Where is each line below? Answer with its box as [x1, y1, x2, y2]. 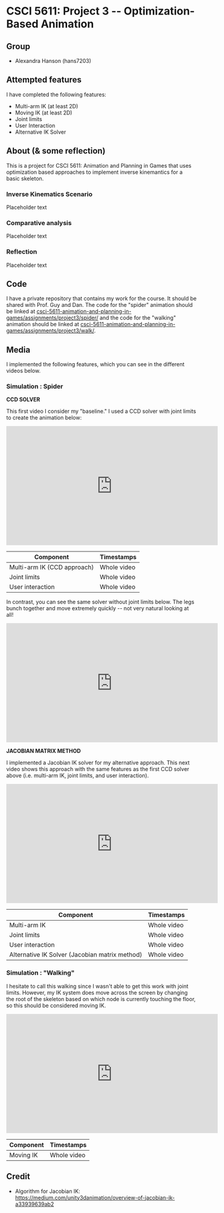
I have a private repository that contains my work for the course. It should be [6, 295, 197, 302]
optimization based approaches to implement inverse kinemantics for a [6, 168, 183, 176]
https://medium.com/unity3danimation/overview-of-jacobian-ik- [14, 1194, 175, 1201]
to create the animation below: [6, 414, 82, 421]
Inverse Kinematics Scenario [6, 189, 92, 198]
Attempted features [6, 74, 82, 85]
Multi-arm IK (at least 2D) [14, 102, 78, 110]
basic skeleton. [6, 174, 44, 182]
